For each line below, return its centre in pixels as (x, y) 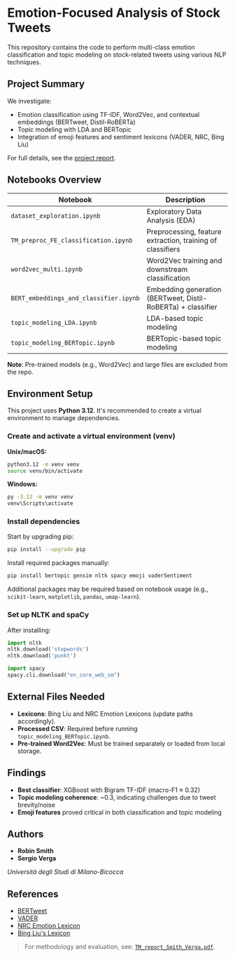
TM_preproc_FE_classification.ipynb (72, 240)
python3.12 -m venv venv (43, 464)
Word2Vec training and (184, 261)
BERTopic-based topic (184, 338)
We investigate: (29, 101)
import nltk (24, 643)
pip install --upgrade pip (47, 550)
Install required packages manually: (58, 563)
